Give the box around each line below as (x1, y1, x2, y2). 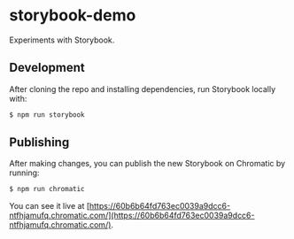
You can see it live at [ (9, 201, 90, 212)
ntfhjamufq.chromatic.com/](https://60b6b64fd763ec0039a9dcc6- (9, 210, 255, 221)
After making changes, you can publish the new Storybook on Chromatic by (9, 158, 286, 169)
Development (9, 60, 86, 75)
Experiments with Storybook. (9, 35, 115, 45)
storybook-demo (9, 5, 136, 26)
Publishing (9, 135, 70, 150)
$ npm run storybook (9, 110, 86, 119)
